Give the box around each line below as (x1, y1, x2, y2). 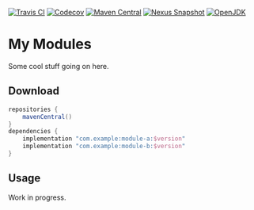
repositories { (8, 105, 59, 113)
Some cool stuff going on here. (8, 61, 109, 71)
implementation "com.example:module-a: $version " (22, 135, 186, 143)
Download (8, 84, 59, 98)
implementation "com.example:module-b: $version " (22, 143, 186, 151)
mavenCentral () (22, 113, 73, 120)
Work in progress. (8, 193, 66, 202)
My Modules (8, 36, 93, 53)
